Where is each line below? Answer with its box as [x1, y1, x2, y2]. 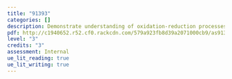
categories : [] [7, 16, 51, 23]
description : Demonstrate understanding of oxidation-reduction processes [7, 23, 227, 30]
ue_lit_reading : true [7, 55, 70, 62]
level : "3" [7, 36, 39, 43]
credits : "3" [7, 42, 45, 49]
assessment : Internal [7, 49, 70, 56]
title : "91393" [7, 10, 51, 17]
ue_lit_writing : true [7, 61, 70, 68]
